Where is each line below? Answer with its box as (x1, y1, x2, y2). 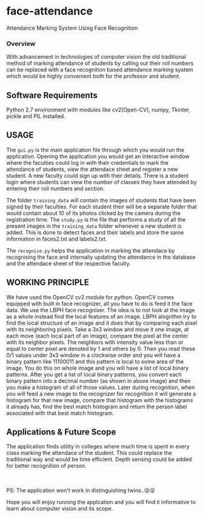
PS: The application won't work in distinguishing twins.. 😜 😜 (6, 486, 156, 494)
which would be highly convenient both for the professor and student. (6, 73, 181, 80)
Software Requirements (6, 90, 98, 101)
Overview (6, 39, 36, 48)
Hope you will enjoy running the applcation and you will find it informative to (6, 499, 196, 506)
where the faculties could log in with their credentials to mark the (6, 159, 168, 166)
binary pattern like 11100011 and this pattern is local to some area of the (6, 357, 184, 365)
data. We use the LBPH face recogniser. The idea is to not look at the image (6, 306, 195, 313)
